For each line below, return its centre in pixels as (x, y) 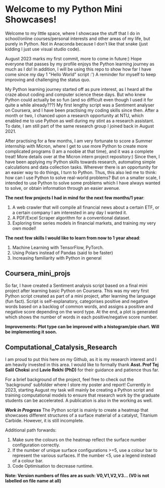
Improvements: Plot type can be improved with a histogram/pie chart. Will (82, 326)
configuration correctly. (36, 445)
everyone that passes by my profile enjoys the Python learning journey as (80, 64)
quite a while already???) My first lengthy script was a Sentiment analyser (80, 105)
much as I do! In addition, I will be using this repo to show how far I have (78, 69)
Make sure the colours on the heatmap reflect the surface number (79, 440)
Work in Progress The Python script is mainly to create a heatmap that (77, 410)
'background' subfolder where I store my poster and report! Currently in (78, 385)
